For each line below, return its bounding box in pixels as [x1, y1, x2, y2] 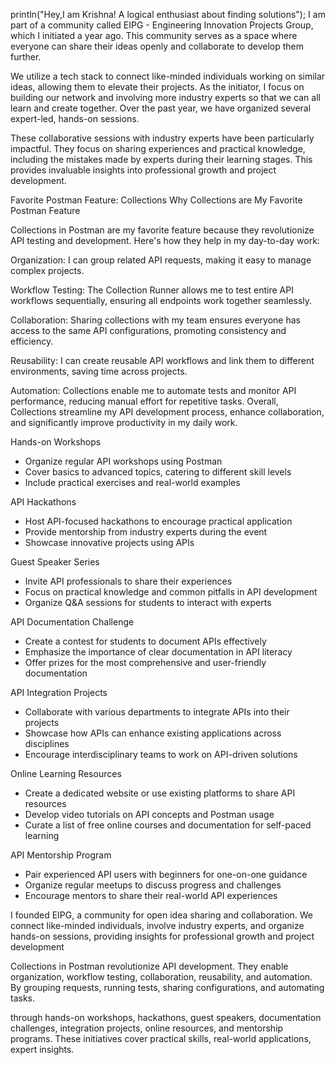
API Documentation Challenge [10, 616, 135, 628]
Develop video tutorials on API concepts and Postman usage [24, 809, 275, 820]
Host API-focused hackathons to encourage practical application [24, 515, 293, 527]
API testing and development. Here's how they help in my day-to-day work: [10, 235, 320, 246]
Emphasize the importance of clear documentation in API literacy [24, 646, 293, 658]
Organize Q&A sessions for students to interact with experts [24, 597, 272, 608]
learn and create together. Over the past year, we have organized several [10, 102, 312, 114]
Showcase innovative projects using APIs [24, 537, 195, 548]
